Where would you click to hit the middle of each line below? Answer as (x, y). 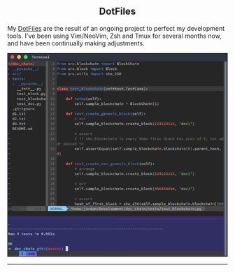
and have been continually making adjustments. (76, 43)
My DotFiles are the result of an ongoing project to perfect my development (116, 28)
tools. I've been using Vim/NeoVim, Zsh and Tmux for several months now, (114, 36)
